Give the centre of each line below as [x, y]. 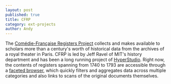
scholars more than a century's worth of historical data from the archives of [85, 49]
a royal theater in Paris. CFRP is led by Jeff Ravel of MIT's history [74, 54]
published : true [22, 15]
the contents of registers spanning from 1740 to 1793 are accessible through [86, 65]
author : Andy [19, 29]
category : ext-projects [31, 24]
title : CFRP [18, 19]
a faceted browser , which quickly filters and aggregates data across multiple [86, 71]
